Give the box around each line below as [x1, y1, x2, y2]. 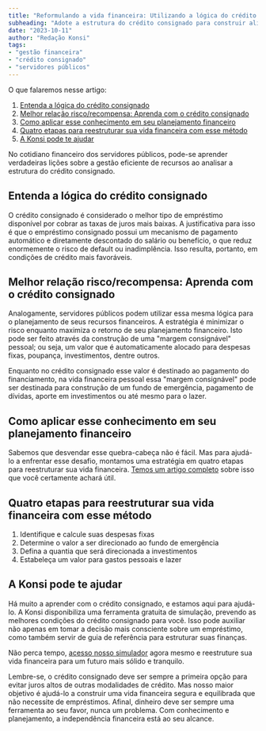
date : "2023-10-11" [8, 26, 73, 34]
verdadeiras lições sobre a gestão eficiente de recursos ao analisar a [8, 158, 234, 167]
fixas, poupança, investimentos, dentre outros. [8, 350, 160, 361]
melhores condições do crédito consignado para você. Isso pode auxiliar [8, 615, 245, 625]
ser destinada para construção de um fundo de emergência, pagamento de [8, 383, 254, 392]
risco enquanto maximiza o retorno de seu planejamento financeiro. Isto [8, 326, 243, 335]
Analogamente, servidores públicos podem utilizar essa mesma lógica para [8, 308, 253, 318]
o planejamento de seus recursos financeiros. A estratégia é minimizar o [8, 317, 244, 327]
